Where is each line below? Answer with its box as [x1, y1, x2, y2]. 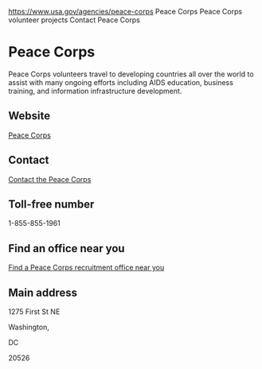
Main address [8, 285, 78, 299]
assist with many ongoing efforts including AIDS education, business [8, 77, 233, 87]
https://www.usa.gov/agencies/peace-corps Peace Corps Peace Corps [8, 7, 243, 16]
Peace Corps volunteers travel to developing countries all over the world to [8, 69, 254, 79]
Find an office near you [8, 242, 125, 255]
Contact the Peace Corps [8, 174, 92, 184]
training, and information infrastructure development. [8, 86, 182, 95]
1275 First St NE [8, 307, 61, 317]
